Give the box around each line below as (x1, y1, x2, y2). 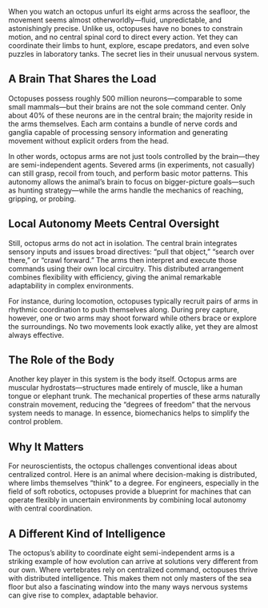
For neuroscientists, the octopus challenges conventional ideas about (8, 461, 238, 471)
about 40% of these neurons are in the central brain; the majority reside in (8, 110, 254, 120)
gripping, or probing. (8, 193, 77, 203)
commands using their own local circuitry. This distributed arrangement (8, 264, 244, 273)
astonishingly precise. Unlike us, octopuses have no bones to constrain (8, 24, 243, 33)
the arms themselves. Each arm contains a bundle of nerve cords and (8, 119, 238, 129)
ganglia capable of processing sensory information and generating (8, 127, 228, 137)
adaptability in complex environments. (8, 280, 134, 290)
